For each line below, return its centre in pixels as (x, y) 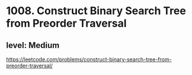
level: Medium (33, 45)
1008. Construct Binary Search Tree (96, 11)
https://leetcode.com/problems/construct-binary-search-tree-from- (89, 59)
